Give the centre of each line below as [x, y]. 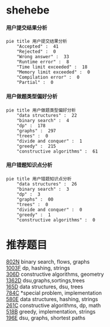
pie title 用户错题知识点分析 [39, 179]
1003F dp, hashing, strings [38, 268]
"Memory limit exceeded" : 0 [54, 72]
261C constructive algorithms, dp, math [54, 305]
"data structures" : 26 [47, 184]
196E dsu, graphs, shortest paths [46, 318]
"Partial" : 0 [35, 83]
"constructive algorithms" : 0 [56, 220]
